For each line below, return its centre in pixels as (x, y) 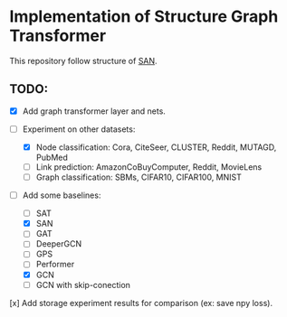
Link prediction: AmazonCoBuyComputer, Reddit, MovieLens (149, 167)
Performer (55, 265)
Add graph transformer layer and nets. (94, 111)
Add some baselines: (62, 195)
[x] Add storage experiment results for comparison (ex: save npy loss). (141, 303)
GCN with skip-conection (83, 284)
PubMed (52, 157)
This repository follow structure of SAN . (83, 61)
